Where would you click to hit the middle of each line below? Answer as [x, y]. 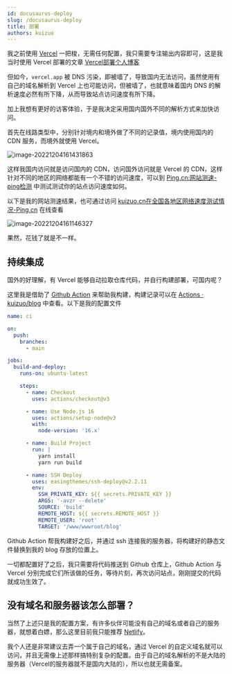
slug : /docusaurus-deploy [44, 20]
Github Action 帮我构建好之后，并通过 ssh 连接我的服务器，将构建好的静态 [113, 540]
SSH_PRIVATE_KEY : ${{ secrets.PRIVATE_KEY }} [105, 495]
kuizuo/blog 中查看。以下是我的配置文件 [64, 303]
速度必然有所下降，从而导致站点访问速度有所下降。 [86, 94]
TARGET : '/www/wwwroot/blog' [80, 526]
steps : [29, 386]
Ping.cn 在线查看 [40, 210]
